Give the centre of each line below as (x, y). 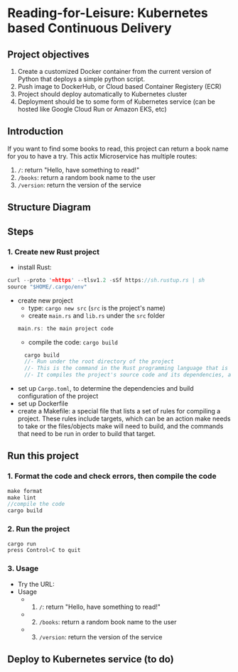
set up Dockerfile (43, 403)
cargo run (22, 544)
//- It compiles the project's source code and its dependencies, (125, 375)
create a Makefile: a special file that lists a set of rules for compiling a (119, 411)
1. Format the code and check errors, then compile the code (112, 476)
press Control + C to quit (44, 551)
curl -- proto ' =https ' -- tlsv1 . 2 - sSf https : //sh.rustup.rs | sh (106, 280)
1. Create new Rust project (53, 251)
